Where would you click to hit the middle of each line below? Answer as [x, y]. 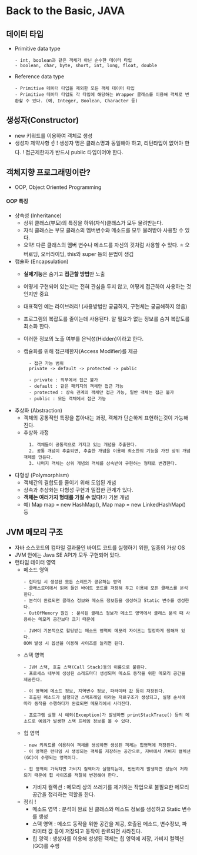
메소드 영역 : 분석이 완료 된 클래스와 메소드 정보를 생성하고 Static [106, 809]
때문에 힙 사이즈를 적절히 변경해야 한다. [76, 775]
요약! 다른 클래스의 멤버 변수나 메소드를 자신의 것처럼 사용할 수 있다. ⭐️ [103, 245]
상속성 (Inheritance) [38, 215]
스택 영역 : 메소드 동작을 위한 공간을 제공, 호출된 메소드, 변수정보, [106, 824]
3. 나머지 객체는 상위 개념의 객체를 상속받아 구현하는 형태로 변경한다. [103, 463]
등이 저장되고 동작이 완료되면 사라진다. [98, 831]
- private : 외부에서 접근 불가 [63, 380]
